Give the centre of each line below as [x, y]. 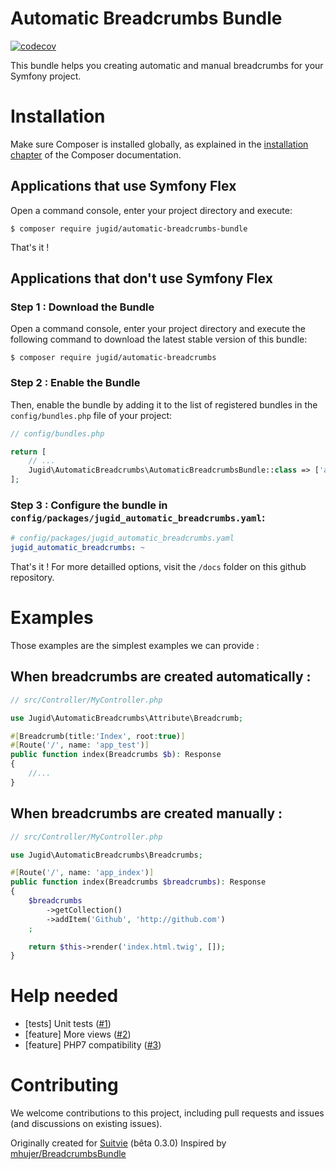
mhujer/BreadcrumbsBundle [68, 1154]
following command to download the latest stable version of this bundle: [159, 339]
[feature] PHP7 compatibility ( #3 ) [93, 1045]
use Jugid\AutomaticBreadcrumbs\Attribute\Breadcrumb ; [127, 718]
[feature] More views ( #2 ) [78, 1034]
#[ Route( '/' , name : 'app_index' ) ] [82, 873]
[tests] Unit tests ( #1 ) [68, 1024]
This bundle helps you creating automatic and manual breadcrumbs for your [167, 65]
